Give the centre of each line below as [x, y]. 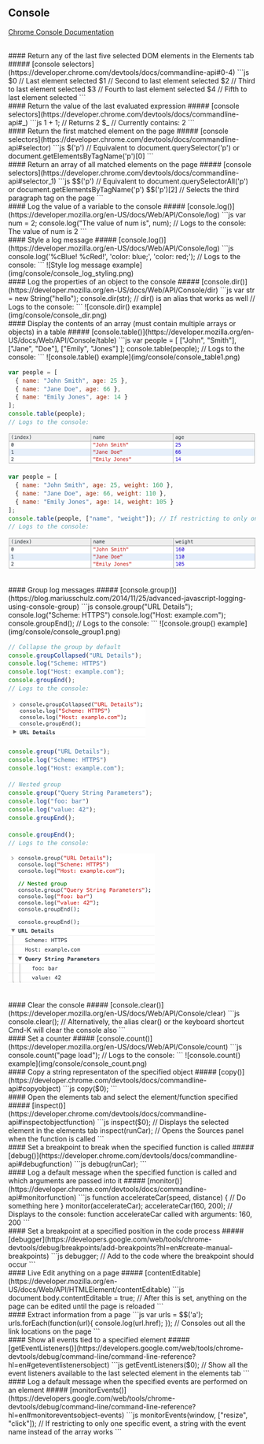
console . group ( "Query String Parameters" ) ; [81, 793]
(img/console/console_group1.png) [64, 631]
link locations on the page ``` [54, 1331]
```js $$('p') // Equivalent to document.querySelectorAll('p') [153, 181]
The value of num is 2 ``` [48, 231]
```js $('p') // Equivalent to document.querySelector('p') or [146, 147]
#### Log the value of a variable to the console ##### [97, 206]
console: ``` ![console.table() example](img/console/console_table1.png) [125, 357]
